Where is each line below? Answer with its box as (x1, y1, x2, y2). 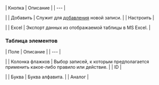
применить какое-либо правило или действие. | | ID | (5, 64, 122, 70)
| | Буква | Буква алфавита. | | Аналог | (5, 74, 89, 80)
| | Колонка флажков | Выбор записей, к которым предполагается (5, 59, 149, 65)
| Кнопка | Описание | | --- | (5, 5, 65, 11)
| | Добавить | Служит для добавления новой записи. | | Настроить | (5, 15, 154, 20)
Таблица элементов (5, 37, 58, 44)
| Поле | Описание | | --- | (5, 49, 61, 55)
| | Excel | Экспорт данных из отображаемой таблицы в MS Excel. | (5, 24, 151, 31)
